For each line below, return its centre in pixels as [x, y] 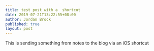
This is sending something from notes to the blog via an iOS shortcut [77, 43]
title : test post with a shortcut [43, 10]
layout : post [19, 29]
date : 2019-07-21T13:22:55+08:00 [41, 15]
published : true [22, 24]
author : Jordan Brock [28, 19]
